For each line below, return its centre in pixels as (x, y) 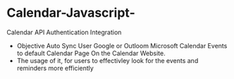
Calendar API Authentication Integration (64, 32)
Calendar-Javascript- (71, 13)
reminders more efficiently (55, 68)
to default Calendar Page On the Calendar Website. (91, 53)
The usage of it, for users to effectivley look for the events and (107, 60)
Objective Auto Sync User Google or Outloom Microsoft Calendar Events (122, 45)
